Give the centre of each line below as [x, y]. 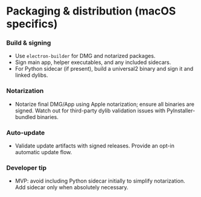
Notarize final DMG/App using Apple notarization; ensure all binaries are [105, 104]
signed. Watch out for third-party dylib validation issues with [90, 111]
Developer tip [27, 168]
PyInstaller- [181, 111]
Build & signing [29, 43]
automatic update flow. [43, 152]
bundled [25, 117]
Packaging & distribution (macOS [91, 11]
